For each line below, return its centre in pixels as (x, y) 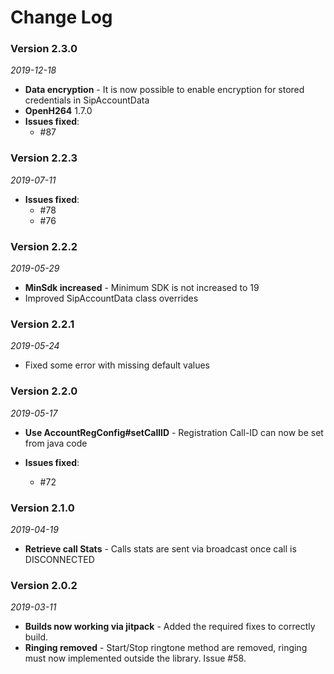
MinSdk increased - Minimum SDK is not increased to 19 (142, 288)
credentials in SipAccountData (87, 100)
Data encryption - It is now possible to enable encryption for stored (164, 90)
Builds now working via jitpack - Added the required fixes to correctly (170, 627)
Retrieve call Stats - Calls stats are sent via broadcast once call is (160, 548)
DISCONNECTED (59, 559)
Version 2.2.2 (44, 246)
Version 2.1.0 (42, 508)
